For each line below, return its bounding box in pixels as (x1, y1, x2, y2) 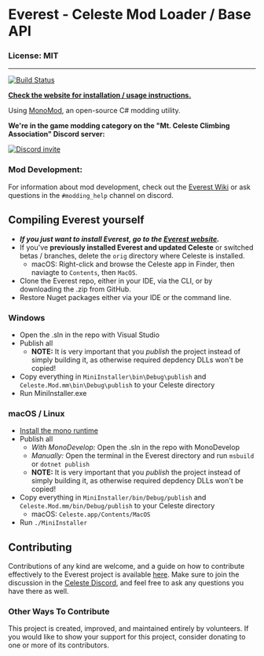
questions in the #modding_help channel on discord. (8, 190, 174, 200)
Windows (8, 312, 46, 323)
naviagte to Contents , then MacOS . (31, 267, 137, 277)
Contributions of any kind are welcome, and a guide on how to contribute (8, 562, 245, 570)
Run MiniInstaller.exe (19, 388, 87, 398)
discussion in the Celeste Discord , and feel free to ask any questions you (8, 578, 244, 587)
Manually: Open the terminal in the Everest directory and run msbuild (31, 451, 255, 460)
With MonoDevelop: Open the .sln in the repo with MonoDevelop (31, 442, 240, 453)
